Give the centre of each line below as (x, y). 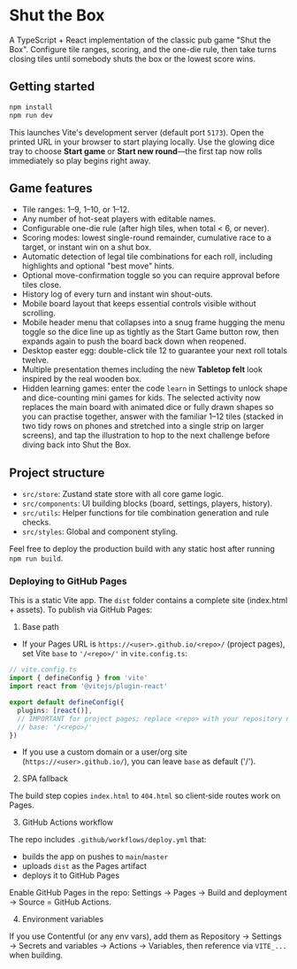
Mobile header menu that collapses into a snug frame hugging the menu (153, 322)
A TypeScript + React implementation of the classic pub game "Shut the (140, 40)
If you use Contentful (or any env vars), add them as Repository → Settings (145, 936)
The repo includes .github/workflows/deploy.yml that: (108, 840)
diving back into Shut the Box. (76, 445)
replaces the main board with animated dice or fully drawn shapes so (148, 407)
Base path (40, 627)
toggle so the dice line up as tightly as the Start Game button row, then (150, 332)
